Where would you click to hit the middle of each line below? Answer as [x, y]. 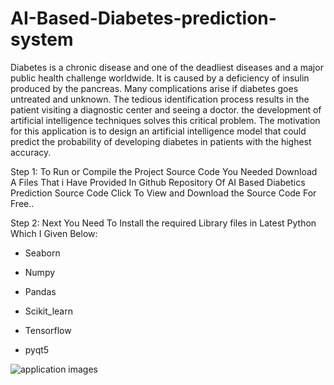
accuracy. [31, 152]
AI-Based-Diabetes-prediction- [143, 18]
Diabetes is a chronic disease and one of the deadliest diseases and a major [167, 67]
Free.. [22, 203]
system [42, 39]
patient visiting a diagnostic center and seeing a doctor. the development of [166, 109]
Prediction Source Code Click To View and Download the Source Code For [163, 193]
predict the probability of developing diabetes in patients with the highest [161, 141]
